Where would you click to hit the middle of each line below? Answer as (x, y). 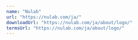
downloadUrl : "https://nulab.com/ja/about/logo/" (70, 22)
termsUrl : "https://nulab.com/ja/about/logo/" (65, 28)
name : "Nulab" (24, 11)
